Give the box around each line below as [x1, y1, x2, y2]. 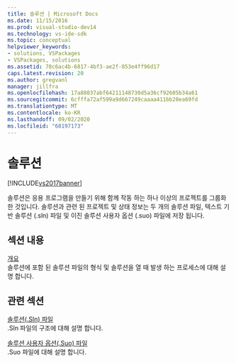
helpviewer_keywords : [7, 43, 72, 50]
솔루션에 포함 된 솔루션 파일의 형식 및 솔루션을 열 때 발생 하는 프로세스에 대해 [7, 263, 219, 272]
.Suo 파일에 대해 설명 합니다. [7, 348, 87, 357]
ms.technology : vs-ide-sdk [7, 30, 87, 38]
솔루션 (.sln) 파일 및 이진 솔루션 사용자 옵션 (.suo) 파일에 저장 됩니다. [14, 211, 205, 220]
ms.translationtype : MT [7, 103, 78, 110]
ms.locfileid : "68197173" [7, 122, 84, 130]
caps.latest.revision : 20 [7, 69, 84, 77]
